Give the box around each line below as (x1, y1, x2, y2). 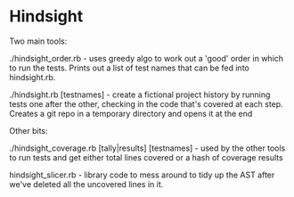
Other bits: (9, 125, 48, 135)
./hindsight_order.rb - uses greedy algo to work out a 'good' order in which (9, 53, 283, 63)
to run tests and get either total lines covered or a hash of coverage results (9, 152, 283, 162)
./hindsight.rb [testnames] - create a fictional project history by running (9, 89, 271, 100)
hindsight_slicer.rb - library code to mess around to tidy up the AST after (9, 169, 275, 180)
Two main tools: (9, 36, 68, 46)
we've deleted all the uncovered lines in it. (9, 178, 164, 189)
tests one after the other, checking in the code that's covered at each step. (9, 98, 283, 109)
